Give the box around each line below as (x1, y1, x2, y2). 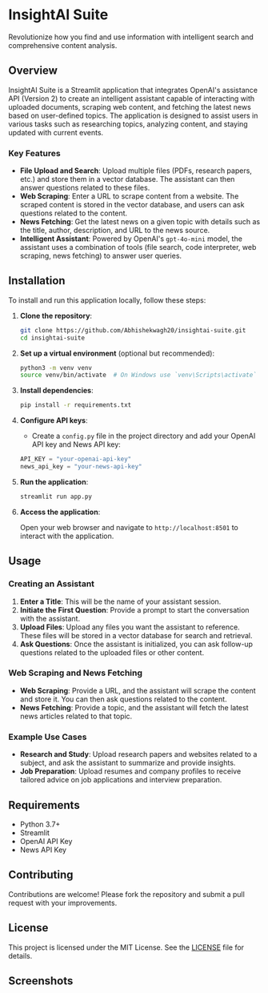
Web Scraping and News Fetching (8, 667, 142, 678)
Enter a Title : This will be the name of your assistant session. (19, 597, 222, 606)
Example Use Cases (8, 731, 87, 742)
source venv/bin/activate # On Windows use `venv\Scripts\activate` (19, 371, 258, 380)
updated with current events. (8, 127, 104, 137)
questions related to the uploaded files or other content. (19, 647, 205, 657)
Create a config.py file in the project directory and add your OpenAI (31, 431, 256, 441)
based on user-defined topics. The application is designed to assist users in (8, 111, 258, 120)
